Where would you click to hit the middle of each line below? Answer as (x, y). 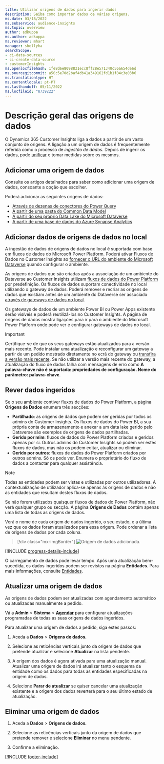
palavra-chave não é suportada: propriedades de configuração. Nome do (81, 370)
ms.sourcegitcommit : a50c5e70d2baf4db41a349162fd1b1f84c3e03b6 (71, 73)
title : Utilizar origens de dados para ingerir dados (61, 10)
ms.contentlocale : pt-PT (30, 82)
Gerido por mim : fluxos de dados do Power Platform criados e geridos (83, 437)
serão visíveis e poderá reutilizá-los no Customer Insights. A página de (76, 314)
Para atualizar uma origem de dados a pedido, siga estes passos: (71, 627)
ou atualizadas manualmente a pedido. (44, 603)
